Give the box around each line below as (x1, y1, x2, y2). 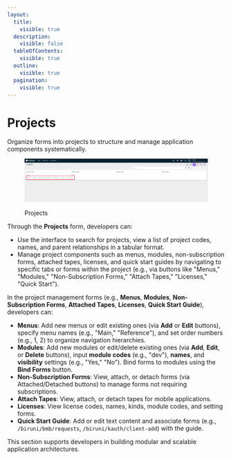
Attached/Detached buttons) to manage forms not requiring (17, 380, 187, 389)
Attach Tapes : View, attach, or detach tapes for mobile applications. (17, 395, 212, 403)
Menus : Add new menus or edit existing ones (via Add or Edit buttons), (17, 322, 221, 330)
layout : (7, 11, 30, 18)
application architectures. (7, 445, 80, 453)
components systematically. (7, 145, 87, 154)
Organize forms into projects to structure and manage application (7, 138, 194, 146)
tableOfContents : (13, 48, 64, 55)
